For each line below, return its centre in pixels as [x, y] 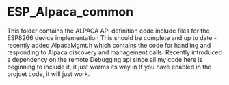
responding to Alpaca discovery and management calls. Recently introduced [114, 52]
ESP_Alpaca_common [70, 12]
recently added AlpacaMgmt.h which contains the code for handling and [109, 45]
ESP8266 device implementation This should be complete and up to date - [112, 37]
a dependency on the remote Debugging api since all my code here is [105, 59]
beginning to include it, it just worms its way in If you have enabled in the [109, 67]
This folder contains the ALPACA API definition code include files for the [108, 31]
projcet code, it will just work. [49, 74]
